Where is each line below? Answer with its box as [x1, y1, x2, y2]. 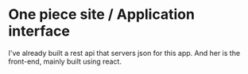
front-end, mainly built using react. [8, 57, 122, 66]
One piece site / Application [8, 6, 195, 24]
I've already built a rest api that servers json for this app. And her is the [8, 48, 241, 57]
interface [8, 22, 70, 40]
